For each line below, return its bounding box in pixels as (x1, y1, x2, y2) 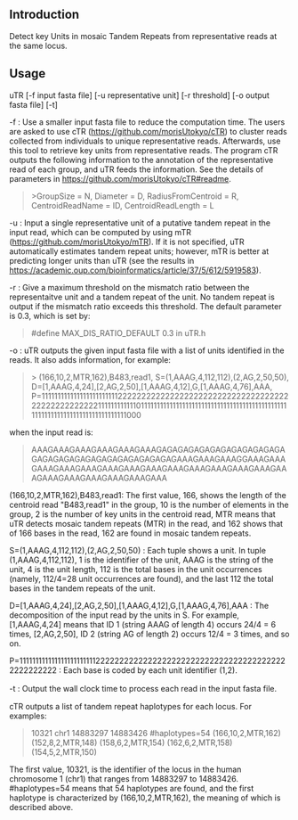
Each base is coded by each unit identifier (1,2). (63, 664, 238, 676)
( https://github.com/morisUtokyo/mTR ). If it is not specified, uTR (9, 236, 245, 247)
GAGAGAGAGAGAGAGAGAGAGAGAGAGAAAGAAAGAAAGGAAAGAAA (30, 454, 286, 464)
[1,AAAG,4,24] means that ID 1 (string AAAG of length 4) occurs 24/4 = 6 (9, 619, 277, 629)
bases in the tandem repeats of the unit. (9, 583, 156, 594)
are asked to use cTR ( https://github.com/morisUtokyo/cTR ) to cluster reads (9, 126, 287, 136)
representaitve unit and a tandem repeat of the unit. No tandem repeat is (9, 291, 276, 302)
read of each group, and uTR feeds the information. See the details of (9, 164, 264, 175)
